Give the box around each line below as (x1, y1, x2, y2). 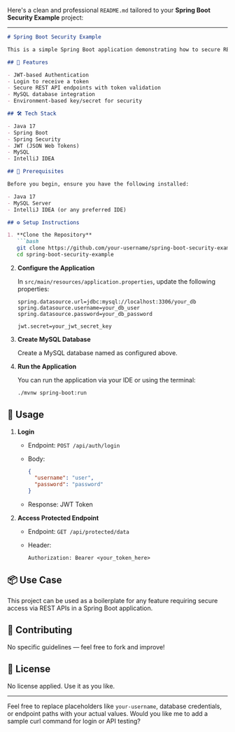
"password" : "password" (34, 481, 104, 488)
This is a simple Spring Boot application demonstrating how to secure (7, 46, 220, 53)
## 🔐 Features (7, 59, 49, 66)
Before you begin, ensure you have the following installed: (7, 181, 190, 188)
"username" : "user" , (34, 474, 94, 482)
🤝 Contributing (7, 624, 73, 636)
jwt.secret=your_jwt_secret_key (17, 322, 112, 330)
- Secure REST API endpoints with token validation (7, 84, 161, 92)
